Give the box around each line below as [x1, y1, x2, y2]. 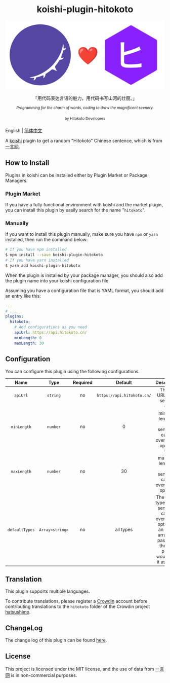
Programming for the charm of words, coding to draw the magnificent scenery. [16, 105, 154, 111]
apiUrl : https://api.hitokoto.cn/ [14, 330, 87, 335]
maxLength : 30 [14, 341, 44, 346]
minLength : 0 [14, 335, 42, 340]
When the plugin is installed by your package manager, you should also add [5, 272, 163, 278]
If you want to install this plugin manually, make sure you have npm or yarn [5, 231, 158, 237]
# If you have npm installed [5, 247, 67, 252]
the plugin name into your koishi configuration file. [5, 277, 110, 283]
